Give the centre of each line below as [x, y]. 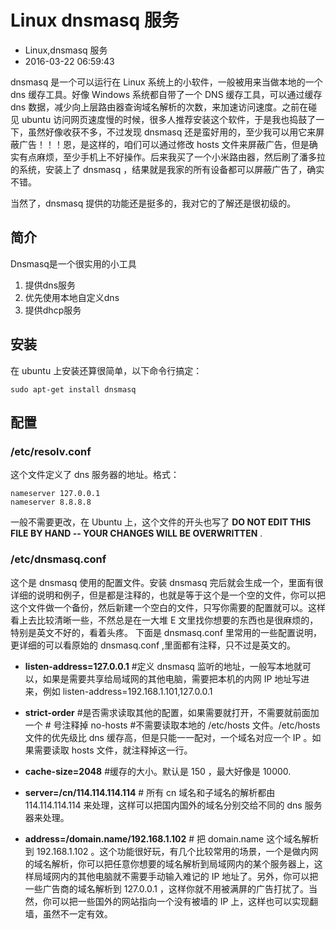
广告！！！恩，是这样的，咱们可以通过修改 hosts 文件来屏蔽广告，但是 [164, 144]
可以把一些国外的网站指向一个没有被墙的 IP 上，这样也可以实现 [180, 901]
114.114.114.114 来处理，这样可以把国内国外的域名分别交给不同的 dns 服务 [173, 805]
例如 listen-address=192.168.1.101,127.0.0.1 [127, 691]
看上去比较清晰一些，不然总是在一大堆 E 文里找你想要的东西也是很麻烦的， [164, 620]
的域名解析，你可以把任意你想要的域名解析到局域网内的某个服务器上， [169, 863]
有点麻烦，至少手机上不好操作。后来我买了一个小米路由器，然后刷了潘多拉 [172, 157]
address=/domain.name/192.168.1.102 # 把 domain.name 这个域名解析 [172, 838]
